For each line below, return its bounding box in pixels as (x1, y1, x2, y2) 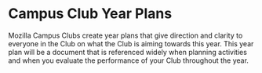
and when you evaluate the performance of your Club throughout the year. (8, 56, 249, 65)
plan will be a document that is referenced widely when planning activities (8, 47, 247, 57)
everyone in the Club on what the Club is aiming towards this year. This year (8, 38, 254, 48)
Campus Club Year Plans (8, 5, 173, 23)
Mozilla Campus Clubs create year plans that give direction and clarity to (8, 31, 243, 40)
